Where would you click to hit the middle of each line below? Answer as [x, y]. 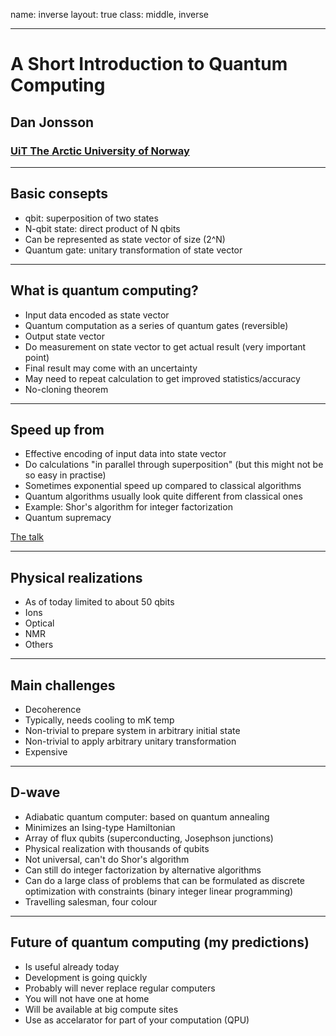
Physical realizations [76, 577]
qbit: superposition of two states [91, 218]
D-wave [35, 792]
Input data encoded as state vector [97, 315]
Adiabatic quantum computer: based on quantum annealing [147, 816]
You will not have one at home [87, 998]
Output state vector [65, 336]
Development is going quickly [86, 977]
